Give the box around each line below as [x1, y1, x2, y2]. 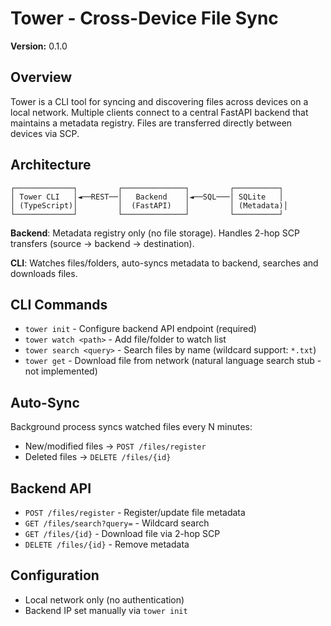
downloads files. [10, 267, 78, 279]
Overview [10, 69, 73, 86]
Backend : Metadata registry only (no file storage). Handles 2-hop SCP [10, 227, 300, 239]
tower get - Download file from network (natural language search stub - [24, 355, 322, 367]
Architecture [10, 157, 92, 174]
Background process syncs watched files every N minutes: [10, 421, 253, 433]
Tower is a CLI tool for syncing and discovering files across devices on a [10, 95, 309, 107]
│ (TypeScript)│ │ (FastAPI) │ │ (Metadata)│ [10, 200, 288, 211]
